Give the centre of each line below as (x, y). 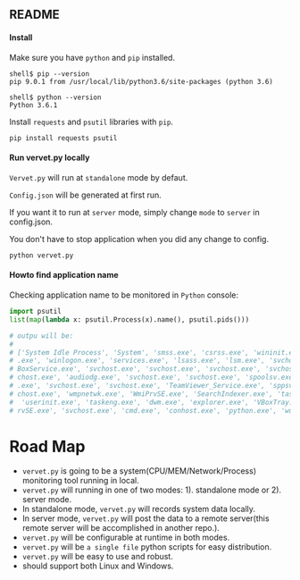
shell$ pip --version (50, 74)
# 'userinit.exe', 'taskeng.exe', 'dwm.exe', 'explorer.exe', (129, 402)
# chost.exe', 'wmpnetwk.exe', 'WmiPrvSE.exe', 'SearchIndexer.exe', (142, 394)
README (34, 15)
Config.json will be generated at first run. (86, 195)
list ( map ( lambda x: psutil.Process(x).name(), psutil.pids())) (129, 319)
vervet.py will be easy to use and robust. (98, 557)
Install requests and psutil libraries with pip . (92, 122)
